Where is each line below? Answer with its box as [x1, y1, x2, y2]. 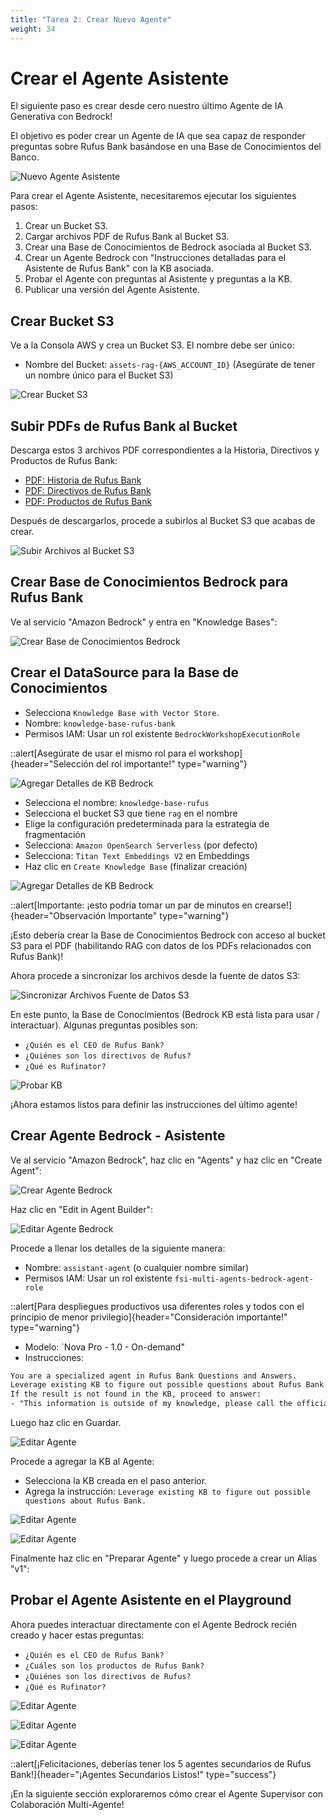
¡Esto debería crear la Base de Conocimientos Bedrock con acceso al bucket [10, 929, 326, 941]
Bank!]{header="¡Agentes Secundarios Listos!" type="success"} [10, 1768, 277, 1780]
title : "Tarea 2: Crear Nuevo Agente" [10, 14, 172, 25]
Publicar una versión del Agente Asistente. [24, 284, 200, 296]
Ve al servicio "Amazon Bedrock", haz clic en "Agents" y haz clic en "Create [10, 1154, 323, 1166]
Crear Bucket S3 [10, 312, 115, 330]
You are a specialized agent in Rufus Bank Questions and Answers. [10, 1371, 298, 1381]
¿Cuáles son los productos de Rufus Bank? [24, 1661, 205, 1671]
